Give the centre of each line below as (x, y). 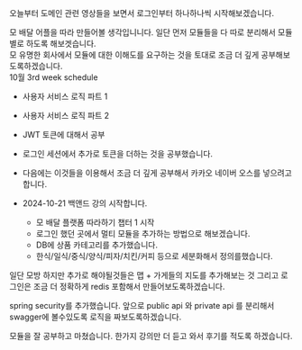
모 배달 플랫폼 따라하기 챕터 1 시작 (95, 222)
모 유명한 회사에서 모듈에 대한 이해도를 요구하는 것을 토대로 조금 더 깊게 (134, 55)
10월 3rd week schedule (54, 77)
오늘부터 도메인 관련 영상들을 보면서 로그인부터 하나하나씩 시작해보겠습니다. (142, 13)
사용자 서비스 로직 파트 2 (66, 116)
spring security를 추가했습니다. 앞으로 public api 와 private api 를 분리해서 (142, 305)
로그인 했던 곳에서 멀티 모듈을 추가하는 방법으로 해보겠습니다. (143, 233)
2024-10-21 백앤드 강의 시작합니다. (85, 203)
